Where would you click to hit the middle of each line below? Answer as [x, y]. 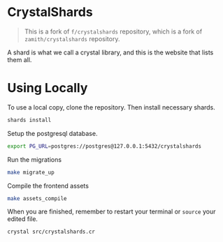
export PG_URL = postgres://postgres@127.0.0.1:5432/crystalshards [104, 146]
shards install [29, 120]
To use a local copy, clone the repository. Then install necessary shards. [111, 107]
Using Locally [48, 88]
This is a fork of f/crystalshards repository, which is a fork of [113, 31]
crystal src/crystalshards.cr [51, 232]
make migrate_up [31, 172]
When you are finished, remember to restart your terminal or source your [111, 212]
